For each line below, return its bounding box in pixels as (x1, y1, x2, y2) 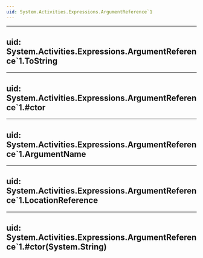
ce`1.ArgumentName (6, 149, 86, 159)
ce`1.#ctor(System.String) (6, 242, 107, 252)
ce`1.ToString (6, 56, 58, 67)
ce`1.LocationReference (6, 195, 98, 206)
